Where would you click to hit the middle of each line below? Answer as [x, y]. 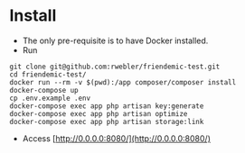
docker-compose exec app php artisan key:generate [107, 106]
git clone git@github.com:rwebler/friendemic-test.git [115, 67]
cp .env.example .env [50, 98]
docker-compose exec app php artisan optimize [99, 113]
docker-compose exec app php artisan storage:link [107, 121]
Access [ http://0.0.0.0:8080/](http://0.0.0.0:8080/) [116, 138]
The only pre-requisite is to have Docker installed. [115, 40]
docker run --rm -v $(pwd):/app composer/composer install [123, 82]
